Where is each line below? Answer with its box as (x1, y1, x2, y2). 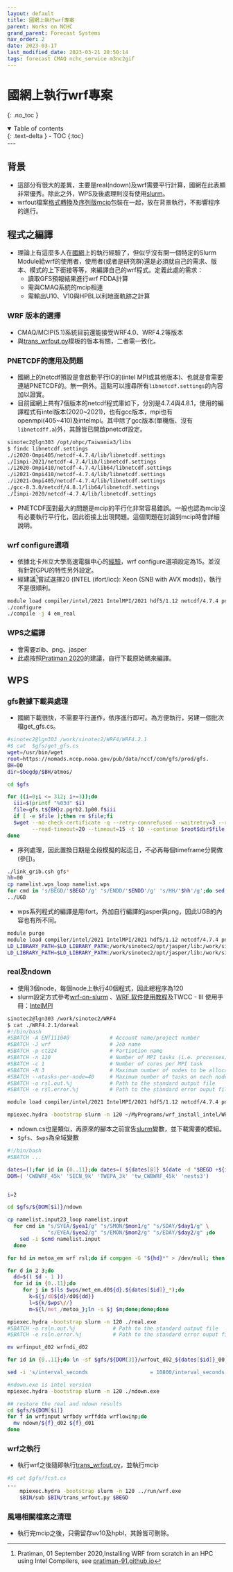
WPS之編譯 (7, 628, 46, 638)
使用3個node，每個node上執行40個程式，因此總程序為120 (17, 983, 184, 992)
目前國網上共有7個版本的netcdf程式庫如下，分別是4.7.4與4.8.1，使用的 (17, 398, 218, 407)
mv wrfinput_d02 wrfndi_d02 (7, 1344, 89, 1351)
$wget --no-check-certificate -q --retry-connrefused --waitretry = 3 (13, 819, 216, 826)
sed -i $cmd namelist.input (19, 1235, 101, 1242)
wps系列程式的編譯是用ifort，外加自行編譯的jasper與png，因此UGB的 (17, 907, 216, 915)
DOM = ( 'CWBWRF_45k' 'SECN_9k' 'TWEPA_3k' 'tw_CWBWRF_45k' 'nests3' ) (7, 1172, 209, 1180)
